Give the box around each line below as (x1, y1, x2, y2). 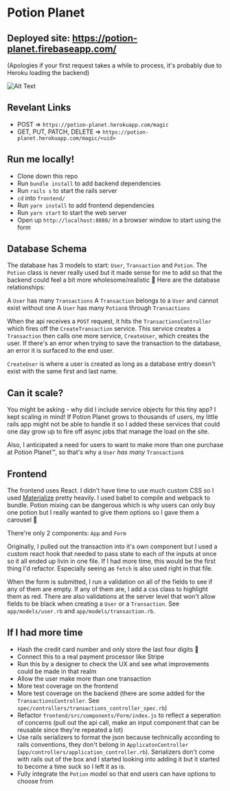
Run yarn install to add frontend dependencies (16, 201, 154, 209)
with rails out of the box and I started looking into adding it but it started (16, 754, 220, 763)
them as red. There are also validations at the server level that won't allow (7, 593, 216, 601)
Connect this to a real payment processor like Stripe (16, 653, 165, 661)
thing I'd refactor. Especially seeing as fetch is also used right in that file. (7, 564, 214, 573)
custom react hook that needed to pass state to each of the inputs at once (7, 550, 217, 558)
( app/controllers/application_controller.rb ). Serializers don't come (16, 748, 215, 756)
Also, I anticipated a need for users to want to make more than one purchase (7, 441, 224, 449)
